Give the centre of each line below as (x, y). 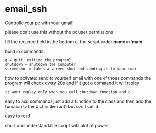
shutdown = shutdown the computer (40, 64)
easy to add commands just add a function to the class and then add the (78, 101)
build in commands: (25, 51)
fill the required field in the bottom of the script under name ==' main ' (74, 41)
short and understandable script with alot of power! (57, 125)
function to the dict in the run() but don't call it (52, 106)
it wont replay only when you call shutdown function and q (68, 92)
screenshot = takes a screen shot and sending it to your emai (71, 69)
